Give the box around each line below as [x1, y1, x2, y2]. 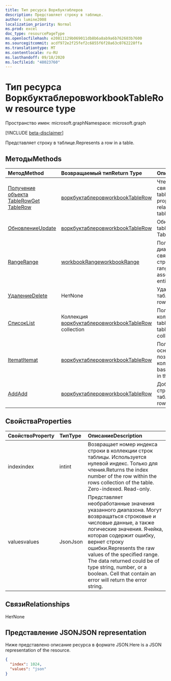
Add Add [8, 390, 28, 397]
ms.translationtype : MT [5, 45, 56, 50]
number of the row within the [88, 472, 157, 479]
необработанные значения [88, 500, 155, 507]
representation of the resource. [5, 647, 71, 653]
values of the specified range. [88, 551, 159, 558]
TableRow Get [8, 197, 40, 204]
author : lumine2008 [5, 17, 47, 22]
